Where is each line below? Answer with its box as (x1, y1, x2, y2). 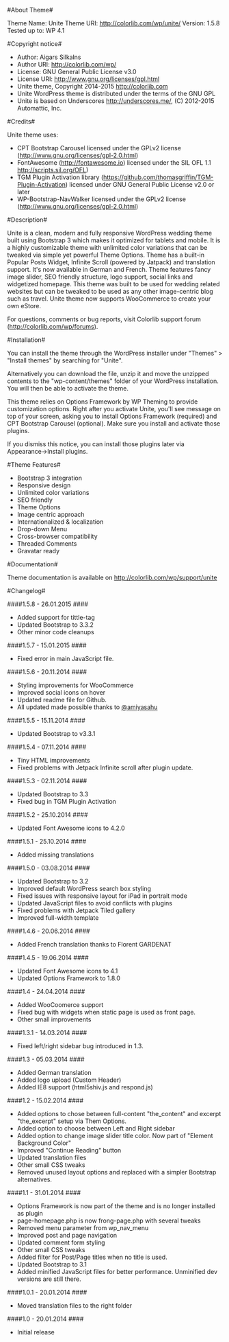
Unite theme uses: (7, 130, 59, 139)
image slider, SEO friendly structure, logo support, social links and (7, 273, 193, 281)
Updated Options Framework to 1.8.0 (16, 974, 121, 982)
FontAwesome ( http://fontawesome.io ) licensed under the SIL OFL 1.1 (16, 159, 211, 167)
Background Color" (16, 1139, 72, 1147)
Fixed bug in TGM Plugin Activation (16, 798, 116, 805)
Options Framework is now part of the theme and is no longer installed (16, 1202, 215, 1210)
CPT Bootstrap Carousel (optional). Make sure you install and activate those (7, 419, 221, 428)
